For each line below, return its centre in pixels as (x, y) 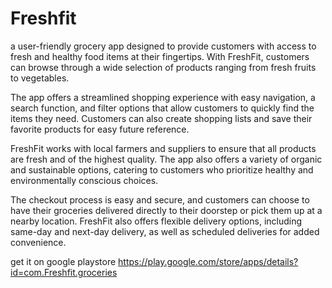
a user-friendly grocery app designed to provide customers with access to (163, 46)
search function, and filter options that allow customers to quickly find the (162, 108)
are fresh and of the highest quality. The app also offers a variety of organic (166, 159)
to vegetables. (40, 78)
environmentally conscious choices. (84, 180)
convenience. (38, 242)
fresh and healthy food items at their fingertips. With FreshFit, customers (160, 56)
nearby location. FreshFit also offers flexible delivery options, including (156, 221)
